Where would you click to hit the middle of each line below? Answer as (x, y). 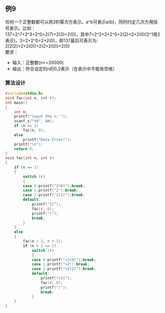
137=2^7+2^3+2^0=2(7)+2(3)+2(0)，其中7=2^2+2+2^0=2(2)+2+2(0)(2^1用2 (83, 34)
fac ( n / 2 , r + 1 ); (43, 241)
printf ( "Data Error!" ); (47, 140)
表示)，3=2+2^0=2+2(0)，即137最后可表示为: (52, 40)
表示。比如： (22, 28)
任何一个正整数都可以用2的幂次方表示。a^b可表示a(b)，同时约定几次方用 (79, 22)
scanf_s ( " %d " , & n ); (34, 121)
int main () (16, 103)
